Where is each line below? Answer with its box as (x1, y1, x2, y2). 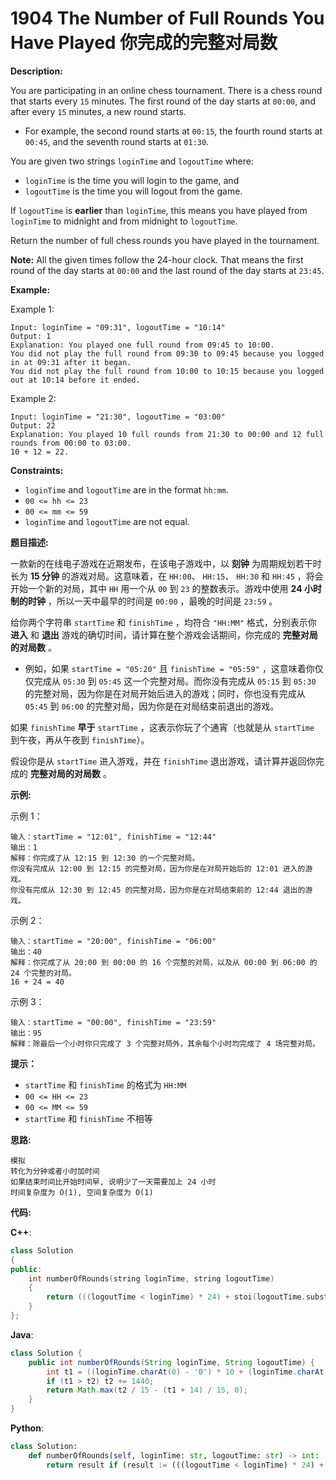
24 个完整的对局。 (10, 968, 77, 978)
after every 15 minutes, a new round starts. (10, 105, 187, 117)
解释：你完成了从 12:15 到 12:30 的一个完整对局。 (10, 853, 200, 863)
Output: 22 (10, 420, 56, 431)
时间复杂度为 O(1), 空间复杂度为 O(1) (10, 1187, 154, 1197)
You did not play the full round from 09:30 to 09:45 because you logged (10, 348, 325, 359)
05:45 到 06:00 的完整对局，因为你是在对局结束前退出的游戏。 (24, 700, 280, 712)
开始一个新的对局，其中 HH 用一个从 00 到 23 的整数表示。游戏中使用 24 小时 (10, 582, 322, 594)
